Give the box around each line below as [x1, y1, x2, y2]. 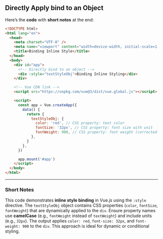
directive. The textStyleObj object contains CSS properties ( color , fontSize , [5, 202, 158, 208]
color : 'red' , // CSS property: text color [35, 121, 125, 126]
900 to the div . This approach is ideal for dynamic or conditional [22, 223, 149, 229]
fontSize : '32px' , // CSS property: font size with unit [35, 125, 153, 130]
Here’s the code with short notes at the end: [5, 17, 94, 22]
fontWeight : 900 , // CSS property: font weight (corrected [35, 130, 158, 135]
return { [26, 111, 45, 116]
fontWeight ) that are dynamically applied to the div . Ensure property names [5, 208, 156, 214]
